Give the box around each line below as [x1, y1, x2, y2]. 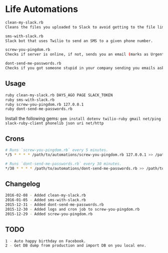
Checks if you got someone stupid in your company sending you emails [5, 66, 155, 71]
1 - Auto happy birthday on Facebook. [5, 239, 86, 244]
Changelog [5, 180, 40, 188]
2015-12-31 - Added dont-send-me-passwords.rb [5, 202, 104, 208]
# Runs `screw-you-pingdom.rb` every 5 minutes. [5, 148, 108, 153]
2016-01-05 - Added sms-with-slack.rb [5, 198, 86, 203]
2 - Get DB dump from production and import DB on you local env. [5, 243, 146, 248]
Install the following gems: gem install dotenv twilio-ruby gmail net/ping [5, 116, 161, 122]
